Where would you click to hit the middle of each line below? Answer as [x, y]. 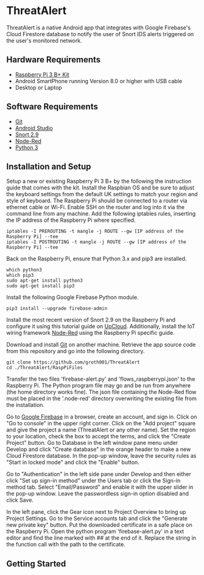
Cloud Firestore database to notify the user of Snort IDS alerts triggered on [100, 34]
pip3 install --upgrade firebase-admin [57, 309]
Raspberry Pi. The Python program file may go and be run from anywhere [98, 386]
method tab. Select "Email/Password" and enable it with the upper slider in [100, 487]
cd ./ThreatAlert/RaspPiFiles [45, 368]
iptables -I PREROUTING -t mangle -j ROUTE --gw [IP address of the [95, 232]
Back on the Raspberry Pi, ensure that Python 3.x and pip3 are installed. [97, 259]
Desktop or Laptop [38, 87]
